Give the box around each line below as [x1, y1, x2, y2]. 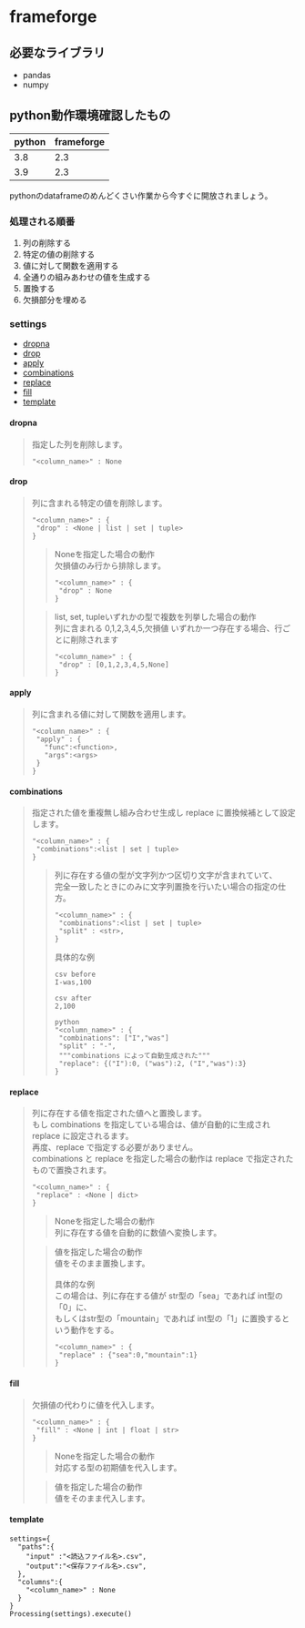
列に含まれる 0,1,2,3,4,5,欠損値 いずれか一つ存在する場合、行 [54, 622, 283, 634]
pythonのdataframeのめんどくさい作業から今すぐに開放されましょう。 [9, 189, 273, 201]
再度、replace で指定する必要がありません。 [31, 1142, 198, 1153]
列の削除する [22, 238, 71, 249]
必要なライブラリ [9, 45, 106, 60]
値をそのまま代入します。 [54, 1492, 150, 1503]
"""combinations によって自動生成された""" [58, 1052, 211, 1061]
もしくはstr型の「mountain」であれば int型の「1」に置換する [54, 1313, 282, 1324]
